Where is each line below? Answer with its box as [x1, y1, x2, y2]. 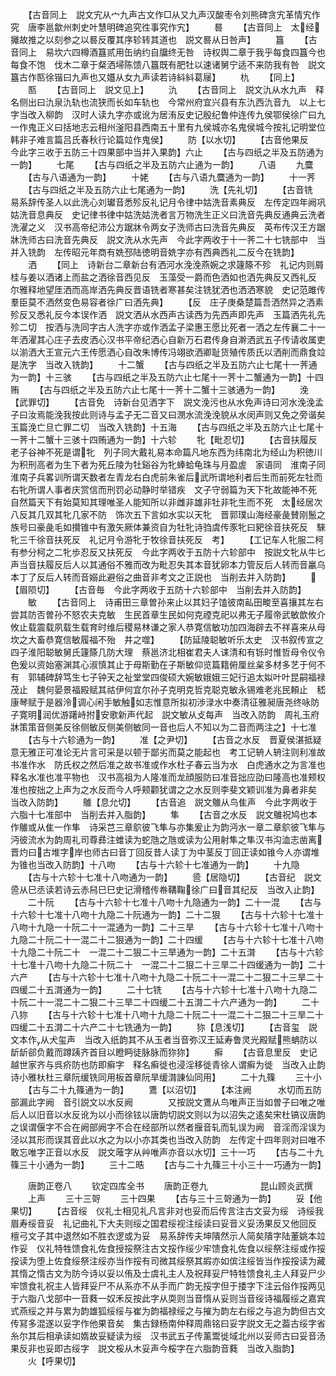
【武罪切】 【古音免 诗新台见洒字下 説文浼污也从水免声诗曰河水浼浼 [10, 396, 315, 408]
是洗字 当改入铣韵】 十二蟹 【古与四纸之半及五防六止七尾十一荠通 [10, 359, 318, 370]
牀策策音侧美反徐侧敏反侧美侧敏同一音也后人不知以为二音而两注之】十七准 [10, 721, 317, 733]
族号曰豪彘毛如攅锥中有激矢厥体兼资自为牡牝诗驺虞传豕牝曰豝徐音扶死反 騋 [10, 521, 326, 533]
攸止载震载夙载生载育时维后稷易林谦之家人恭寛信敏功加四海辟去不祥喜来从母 [10, 621, 326, 633]
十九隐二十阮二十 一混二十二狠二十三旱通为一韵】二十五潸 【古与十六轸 [10, 946, 324, 958]
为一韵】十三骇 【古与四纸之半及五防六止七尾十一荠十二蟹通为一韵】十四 [10, 371, 324, 383]
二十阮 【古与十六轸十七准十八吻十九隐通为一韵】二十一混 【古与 [27, 896, 322, 908]
